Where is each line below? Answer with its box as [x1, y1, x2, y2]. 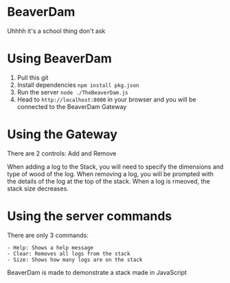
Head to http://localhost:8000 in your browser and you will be [16, 95, 197, 103]
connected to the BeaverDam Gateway [16, 102, 127, 110]
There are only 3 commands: [7, 231, 89, 239]
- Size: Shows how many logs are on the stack [7, 256, 143, 263]
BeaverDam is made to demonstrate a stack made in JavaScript [7, 268, 187, 276]
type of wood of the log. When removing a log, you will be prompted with [7, 169, 214, 178]
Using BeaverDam [7, 51, 112, 66]
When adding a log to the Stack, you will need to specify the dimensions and [7, 162, 224, 171]
